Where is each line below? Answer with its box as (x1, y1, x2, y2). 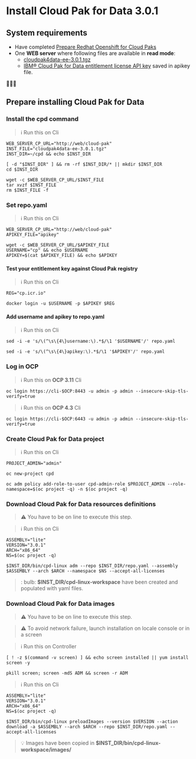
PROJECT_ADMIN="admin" (6, 460, 62, 466)
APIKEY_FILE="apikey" (6, 231, 60, 237)
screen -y (6, 660, 31, 665)
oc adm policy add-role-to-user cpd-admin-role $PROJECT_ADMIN (6, 481, 165, 487)
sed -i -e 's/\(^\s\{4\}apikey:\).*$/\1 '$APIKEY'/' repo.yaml (6, 349, 165, 355)
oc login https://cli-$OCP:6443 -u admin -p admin (6, 416, 133, 422)
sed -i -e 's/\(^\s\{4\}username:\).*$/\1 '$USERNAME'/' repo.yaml (6, 339, 176, 345)
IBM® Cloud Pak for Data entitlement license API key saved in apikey (23, 62, 191, 69)
